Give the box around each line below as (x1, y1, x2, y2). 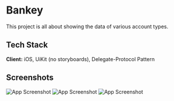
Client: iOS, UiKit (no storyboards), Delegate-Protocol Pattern (6, 55, 155, 62)
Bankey (6, 4, 43, 17)
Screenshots (6, 73, 54, 83)
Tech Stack (6, 40, 48, 50)
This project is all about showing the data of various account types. (6, 23, 169, 30)
